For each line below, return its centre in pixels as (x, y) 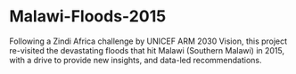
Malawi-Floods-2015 (88, 16)
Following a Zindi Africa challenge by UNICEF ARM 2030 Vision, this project (148, 41)
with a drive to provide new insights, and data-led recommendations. (136, 60)
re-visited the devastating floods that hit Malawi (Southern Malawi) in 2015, (147, 50)
